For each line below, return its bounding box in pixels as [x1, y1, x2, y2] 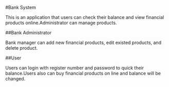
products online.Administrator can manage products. [5, 20, 117, 26]
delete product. [5, 45, 38, 51]
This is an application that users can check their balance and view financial [5, 14, 164, 20]
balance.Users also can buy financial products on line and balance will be [5, 70, 161, 76]
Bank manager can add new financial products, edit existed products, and [5, 39, 162, 46]
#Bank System [5, 5, 36, 10]
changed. [5, 76, 26, 81]
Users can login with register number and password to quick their [5, 65, 144, 71]
